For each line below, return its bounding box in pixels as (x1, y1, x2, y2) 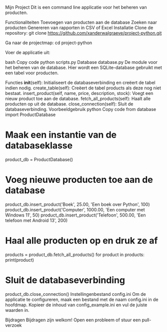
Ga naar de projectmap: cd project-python (5, 40, 92, 46)
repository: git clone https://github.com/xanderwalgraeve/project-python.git (5, 30, 162, 36)
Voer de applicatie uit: (5, 50, 50, 55)
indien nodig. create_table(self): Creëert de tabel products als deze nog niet (5, 85, 161, 91)
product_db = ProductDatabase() (5, 156, 73, 162)
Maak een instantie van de (5, 129, 116, 141)
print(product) (5, 257, 34, 263)
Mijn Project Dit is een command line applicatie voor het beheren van (5, 5, 147, 10)
